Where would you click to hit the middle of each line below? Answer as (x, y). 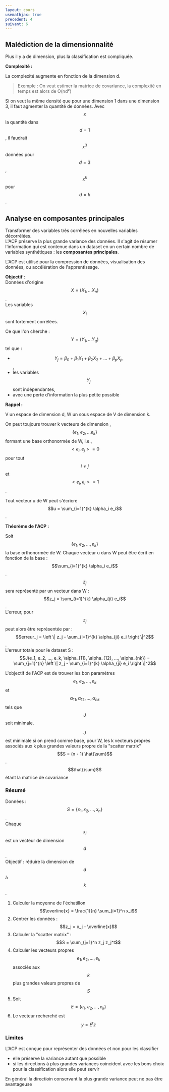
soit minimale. (20, 723)
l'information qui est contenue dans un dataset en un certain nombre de (80, 247)
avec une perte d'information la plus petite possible (66, 395)
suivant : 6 (17, 24)
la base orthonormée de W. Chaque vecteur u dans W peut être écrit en (79, 553)
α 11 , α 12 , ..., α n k (85, 698)
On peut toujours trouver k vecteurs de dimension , (58, 424)
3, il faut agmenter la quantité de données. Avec (55, 106)
